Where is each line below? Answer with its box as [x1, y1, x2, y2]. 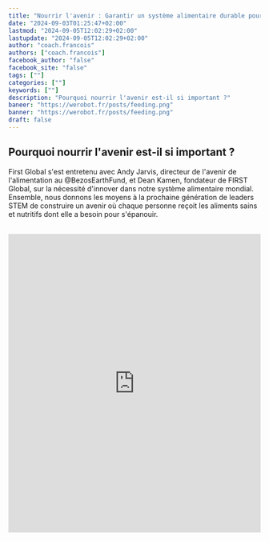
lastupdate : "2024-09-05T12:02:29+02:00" [8, 34, 149, 42]
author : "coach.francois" [8, 42, 94, 50]
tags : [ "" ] [8, 71, 45, 79]
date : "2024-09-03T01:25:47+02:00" [8, 19, 127, 27]
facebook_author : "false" [8, 57, 94, 65]
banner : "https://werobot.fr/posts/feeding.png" [8, 109, 174, 117]
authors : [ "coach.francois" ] [8, 49, 106, 57]
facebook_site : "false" [8, 64, 88, 72]
